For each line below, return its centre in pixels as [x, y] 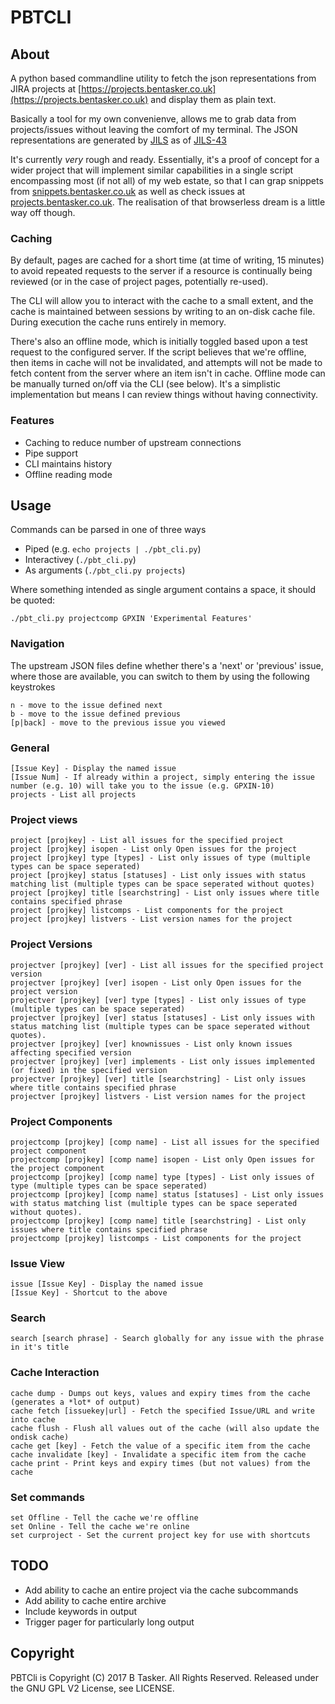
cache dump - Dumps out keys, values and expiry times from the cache [160, 1393]
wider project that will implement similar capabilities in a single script [152, 170]
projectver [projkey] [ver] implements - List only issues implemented [162, 1061]
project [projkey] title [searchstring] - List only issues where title [165, 893]
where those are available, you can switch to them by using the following [160, 676]
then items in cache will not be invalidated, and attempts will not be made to [166, 363]
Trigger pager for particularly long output [109, 1622]
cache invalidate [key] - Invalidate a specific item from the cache [158, 1454]
